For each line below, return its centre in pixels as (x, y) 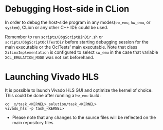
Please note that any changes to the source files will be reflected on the (84, 117)
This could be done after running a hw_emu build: (53, 95)
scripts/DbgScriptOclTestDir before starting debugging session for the (77, 42)
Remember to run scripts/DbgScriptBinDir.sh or (54, 37)
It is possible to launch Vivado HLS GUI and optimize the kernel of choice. (79, 90)
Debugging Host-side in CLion (67, 9)
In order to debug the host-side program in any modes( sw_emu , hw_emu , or (78, 22)
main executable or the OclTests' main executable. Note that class (71, 47)
